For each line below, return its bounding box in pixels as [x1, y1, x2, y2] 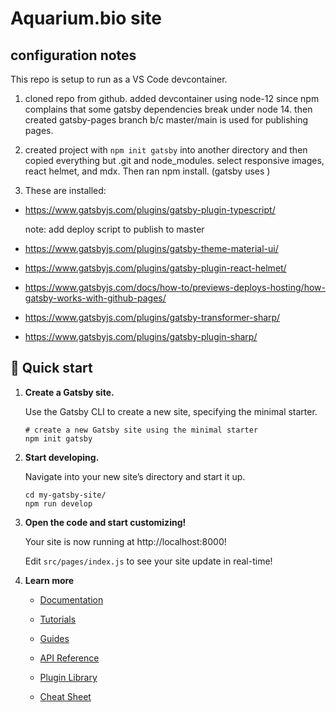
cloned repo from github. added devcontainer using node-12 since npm [24, 93, 320, 104]
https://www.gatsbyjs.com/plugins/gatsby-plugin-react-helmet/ [24, 262, 287, 274]
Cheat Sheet [39, 690, 92, 702]
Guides [39, 632, 70, 644]
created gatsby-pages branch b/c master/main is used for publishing [24, 114, 309, 126]
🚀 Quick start [10, 360, 93, 377]
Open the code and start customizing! [24, 516, 187, 528]
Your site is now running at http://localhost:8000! [24, 535, 227, 547]
